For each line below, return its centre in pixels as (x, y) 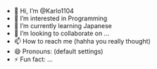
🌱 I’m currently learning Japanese (63, 26)
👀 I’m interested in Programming (61, 18)
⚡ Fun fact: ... (33, 59)
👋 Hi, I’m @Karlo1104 (44, 11)
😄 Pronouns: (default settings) (58, 51)
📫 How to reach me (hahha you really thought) (82, 41)
